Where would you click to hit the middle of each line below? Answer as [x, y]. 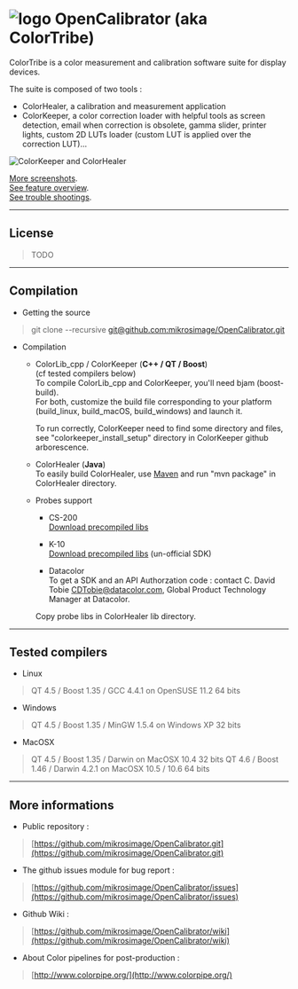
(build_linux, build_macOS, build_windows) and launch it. [139, 411]
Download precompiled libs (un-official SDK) [130, 553]
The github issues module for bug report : [98, 870]
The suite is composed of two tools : [76, 89]
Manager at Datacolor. [89, 599]
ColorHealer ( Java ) [71, 464]
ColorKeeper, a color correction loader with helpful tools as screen [144, 115]
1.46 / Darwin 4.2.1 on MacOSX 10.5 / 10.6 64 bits [120, 769]
